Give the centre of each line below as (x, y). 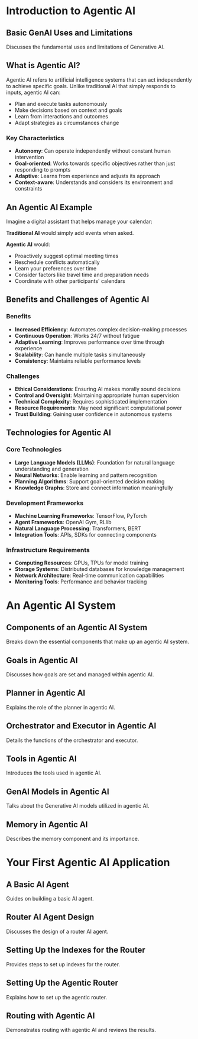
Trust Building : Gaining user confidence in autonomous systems (93, 414)
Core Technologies (34, 450)
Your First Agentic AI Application (88, 863)
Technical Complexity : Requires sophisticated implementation (91, 401)
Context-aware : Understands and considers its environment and (94, 182)
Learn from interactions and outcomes (61, 116)
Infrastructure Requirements (48, 550)
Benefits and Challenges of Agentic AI (78, 300)
